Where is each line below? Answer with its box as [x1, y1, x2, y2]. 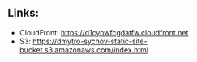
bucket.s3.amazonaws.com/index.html [19, 44, 149, 55]
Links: [7, 6, 40, 20]
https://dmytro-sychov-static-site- [32, 36, 148, 46]
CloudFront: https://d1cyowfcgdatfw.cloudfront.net [19, 27, 189, 37]
